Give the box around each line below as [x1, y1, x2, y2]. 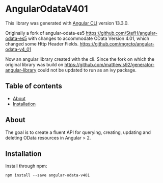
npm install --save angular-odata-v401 [5, 173, 90, 178]
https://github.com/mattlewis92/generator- [64, 61, 155, 67]
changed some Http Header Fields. [5, 40, 79, 47]
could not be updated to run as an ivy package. [37, 67, 137, 73]
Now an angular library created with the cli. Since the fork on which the [5, 56, 154, 62]
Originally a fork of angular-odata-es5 [5, 30, 85, 36]
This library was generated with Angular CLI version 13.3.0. [5, 20, 129, 26]
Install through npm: [5, 163, 47, 169]
